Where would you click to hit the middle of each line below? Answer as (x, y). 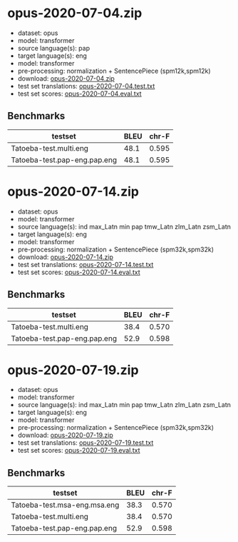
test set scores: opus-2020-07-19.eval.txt (79, 451)
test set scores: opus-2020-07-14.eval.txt (79, 272)
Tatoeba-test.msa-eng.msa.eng (65, 505)
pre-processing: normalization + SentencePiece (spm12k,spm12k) (114, 71)
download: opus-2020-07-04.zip (66, 78)
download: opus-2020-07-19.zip (66, 435)
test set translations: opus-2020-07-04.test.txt (86, 86)
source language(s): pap (54, 48)
